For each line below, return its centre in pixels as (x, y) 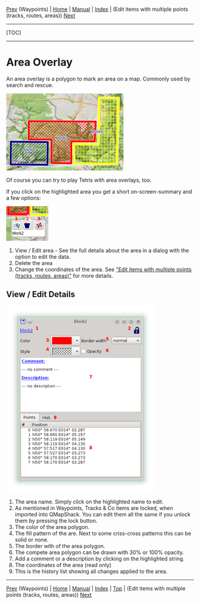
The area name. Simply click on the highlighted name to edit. (89, 502)
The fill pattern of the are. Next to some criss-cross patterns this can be (103, 533)
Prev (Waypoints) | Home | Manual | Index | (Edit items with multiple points (97, 9)
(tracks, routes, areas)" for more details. (64, 275)
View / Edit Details (41, 295)
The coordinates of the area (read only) (63, 565)
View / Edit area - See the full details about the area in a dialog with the (102, 250)
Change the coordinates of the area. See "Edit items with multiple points (103, 269)
